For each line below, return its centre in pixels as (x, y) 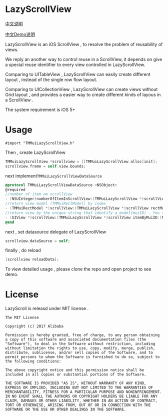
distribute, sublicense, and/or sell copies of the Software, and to (79, 353)
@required (15, 189)
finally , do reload (23, 250)
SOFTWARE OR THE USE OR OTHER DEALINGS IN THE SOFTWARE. (66, 409)
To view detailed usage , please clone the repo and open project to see (78, 269)
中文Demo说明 (20, 34)
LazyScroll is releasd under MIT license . (47, 308)
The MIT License (22, 318)
